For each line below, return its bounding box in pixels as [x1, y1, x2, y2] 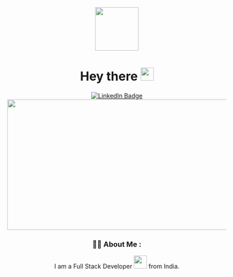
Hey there [79, 69, 138, 84]
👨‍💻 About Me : [92, 239, 142, 249]
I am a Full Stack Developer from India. [54, 262, 179, 271]
